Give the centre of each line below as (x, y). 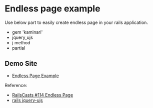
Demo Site (21, 63)
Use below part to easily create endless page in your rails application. (76, 22)
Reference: (16, 85)
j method (21, 42)
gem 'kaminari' (27, 32)
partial (18, 48)
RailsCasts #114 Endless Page (42, 95)
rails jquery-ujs (27, 100)
